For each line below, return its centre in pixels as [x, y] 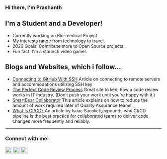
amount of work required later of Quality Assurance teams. [73, 105]
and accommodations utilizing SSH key [52, 84]
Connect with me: [27, 139]
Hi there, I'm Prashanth [34, 7]
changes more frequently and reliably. [51, 121]
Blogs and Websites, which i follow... [63, 67]
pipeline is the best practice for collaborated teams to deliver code [80, 116]
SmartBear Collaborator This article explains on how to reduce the [80, 100]
